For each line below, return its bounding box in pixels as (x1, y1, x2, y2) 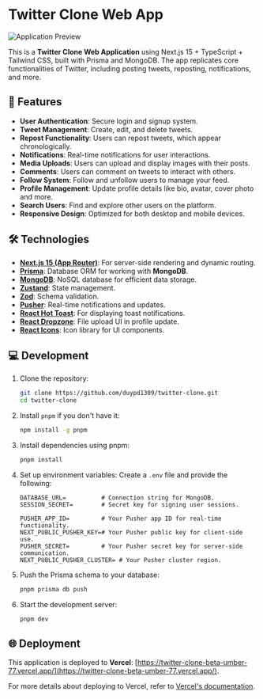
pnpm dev (19, 615, 49, 623)
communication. (19, 549, 70, 557)
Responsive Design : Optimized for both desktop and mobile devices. (19, 208, 245, 218)
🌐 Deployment (8, 637, 81, 651)
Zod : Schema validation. (19, 291, 100, 301)
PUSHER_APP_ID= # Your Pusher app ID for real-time (19, 515, 222, 522)
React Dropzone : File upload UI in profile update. (19, 317, 180, 326)
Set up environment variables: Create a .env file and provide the (19, 469, 228, 480)
